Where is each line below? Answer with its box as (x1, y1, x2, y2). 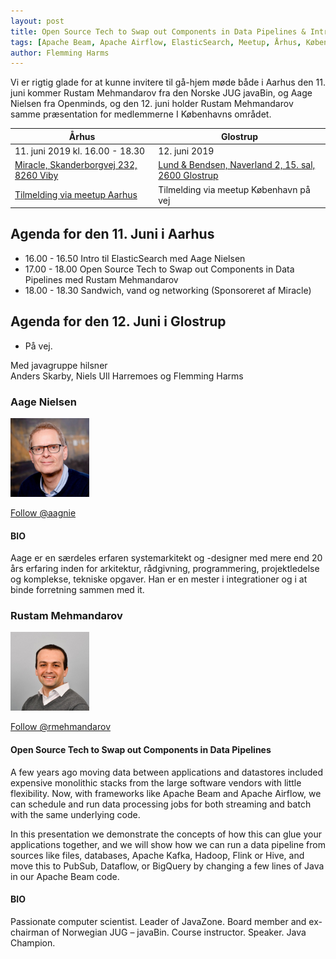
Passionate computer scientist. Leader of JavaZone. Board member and (10, 915, 307, 927)
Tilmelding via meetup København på (158, 183, 311, 195)
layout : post (10, 16, 65, 26)
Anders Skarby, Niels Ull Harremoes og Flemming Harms (10, 370, 244, 382)
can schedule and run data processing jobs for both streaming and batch (10, 798, 312, 810)
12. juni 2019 (158, 145, 215, 157)
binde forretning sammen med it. (10, 584, 145, 596)
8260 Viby (14, 170, 59, 182)
